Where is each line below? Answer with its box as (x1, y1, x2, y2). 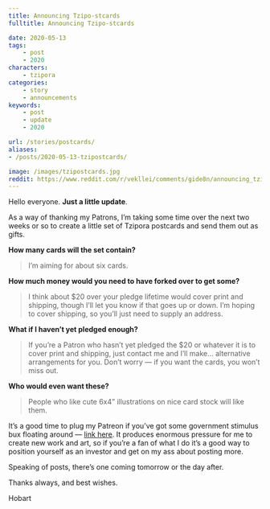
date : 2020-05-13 (8, 34, 67, 42)
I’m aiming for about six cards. (27, 261, 129, 270)
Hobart (8, 494, 32, 503)
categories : (8, 78, 48, 87)
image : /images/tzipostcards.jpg (8, 167, 121, 175)
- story (22, 86, 48, 94)
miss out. (27, 366, 59, 376)
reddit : (8, 174, 35, 183)
